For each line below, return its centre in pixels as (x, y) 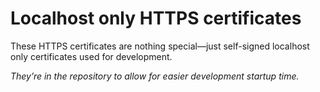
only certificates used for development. (91, 56)
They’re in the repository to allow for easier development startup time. (155, 76)
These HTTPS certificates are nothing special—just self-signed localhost (160, 46)
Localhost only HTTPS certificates (156, 18)
